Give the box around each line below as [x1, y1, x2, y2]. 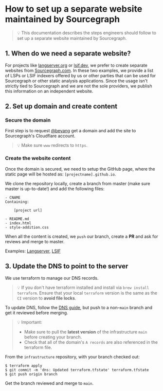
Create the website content [5, 155, 71, 161]
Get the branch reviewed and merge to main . [5, 380, 94, 386]
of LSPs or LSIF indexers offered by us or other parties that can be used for [5, 72, 156, 78]
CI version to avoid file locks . [17, 295, 76, 301]
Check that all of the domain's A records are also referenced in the [24, 339, 158, 345]
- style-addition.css [5, 225, 49, 230]
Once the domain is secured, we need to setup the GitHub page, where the [5, 166, 156, 172]
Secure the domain [5, 117, 51, 124]
